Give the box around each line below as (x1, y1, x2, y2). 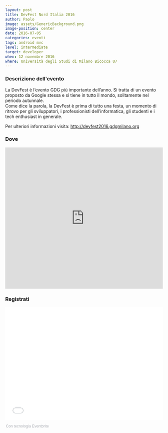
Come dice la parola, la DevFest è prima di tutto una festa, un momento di (5, 102, 156, 109)
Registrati (5, 295, 29, 302)
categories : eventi (5, 36, 46, 41)
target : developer (5, 49, 43, 54)
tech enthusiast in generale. (5, 114, 62, 120)
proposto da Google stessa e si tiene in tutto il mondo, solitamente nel (5, 92, 149, 98)
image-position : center (5, 26, 55, 31)
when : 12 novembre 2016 (5, 54, 55, 59)
